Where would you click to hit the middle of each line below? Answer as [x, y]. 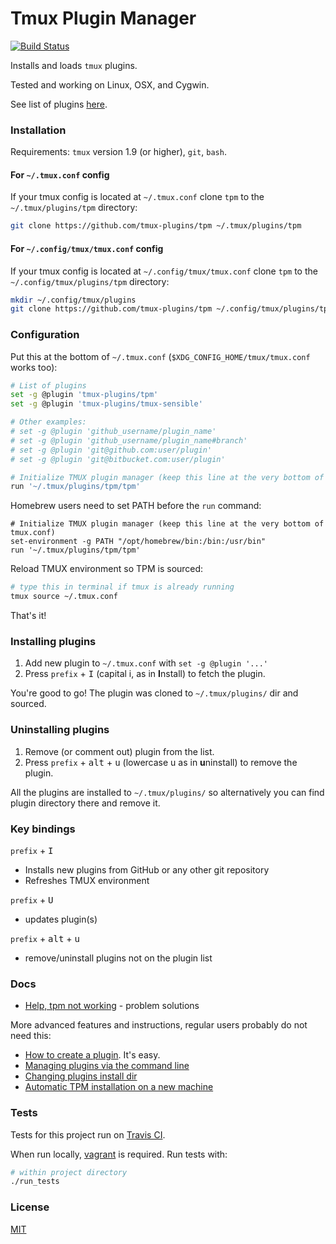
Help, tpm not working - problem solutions [112, 1006]
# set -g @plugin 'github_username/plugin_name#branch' [129, 440]
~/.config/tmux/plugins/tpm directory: [90, 281]
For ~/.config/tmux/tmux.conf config [87, 248]
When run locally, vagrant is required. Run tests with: [119, 1154]
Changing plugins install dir [81, 1076]
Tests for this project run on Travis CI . [88, 1134]
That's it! [28, 616]
